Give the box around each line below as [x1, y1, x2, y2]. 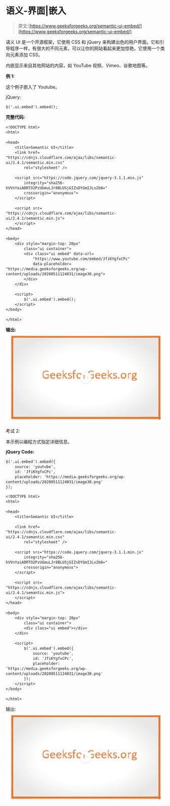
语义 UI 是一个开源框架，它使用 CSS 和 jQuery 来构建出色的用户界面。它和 [6, 39, 160, 45]
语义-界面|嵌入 [6, 5, 67, 17]
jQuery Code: [6, 449, 35, 455]
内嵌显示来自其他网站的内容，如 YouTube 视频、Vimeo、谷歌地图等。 [6, 62, 150, 68]
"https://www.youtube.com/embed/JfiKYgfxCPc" [32, 256, 130, 261]
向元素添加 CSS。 [6, 52, 43, 58]
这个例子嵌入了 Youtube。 [6, 84, 60, 90]
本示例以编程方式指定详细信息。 [6, 439, 72, 445]
